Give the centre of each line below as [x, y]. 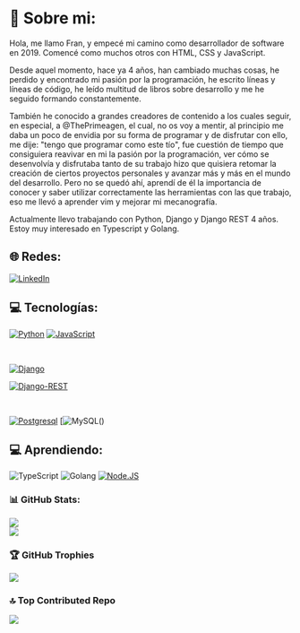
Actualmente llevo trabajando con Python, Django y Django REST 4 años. [144, 219]
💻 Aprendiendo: [56, 450]
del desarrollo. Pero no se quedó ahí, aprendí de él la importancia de [135, 182]
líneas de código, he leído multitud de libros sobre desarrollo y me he [137, 89]
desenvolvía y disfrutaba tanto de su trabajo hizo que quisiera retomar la [143, 163]
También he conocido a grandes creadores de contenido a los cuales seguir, [150, 116]
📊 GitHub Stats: [45, 499]
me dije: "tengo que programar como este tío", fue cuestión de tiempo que [146, 144]
